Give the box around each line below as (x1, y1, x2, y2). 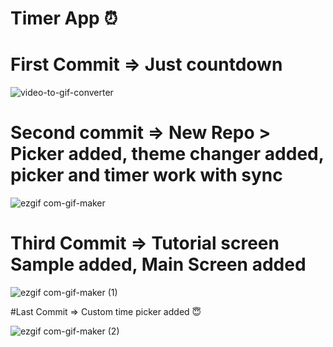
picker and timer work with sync (10, 164, 283, 187)
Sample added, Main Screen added (10, 253, 307, 276)
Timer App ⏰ (10, 7, 118, 30)
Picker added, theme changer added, (10, 143, 325, 166)
